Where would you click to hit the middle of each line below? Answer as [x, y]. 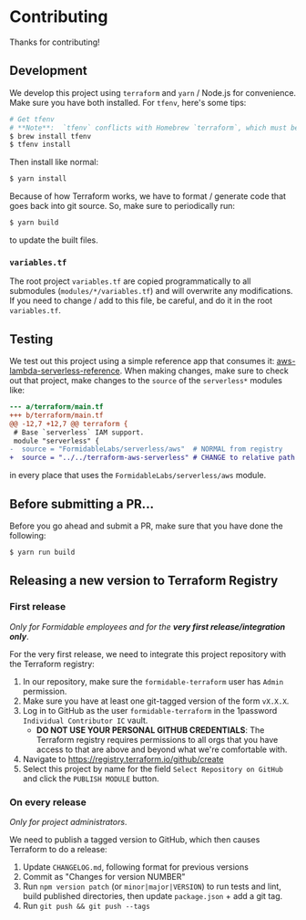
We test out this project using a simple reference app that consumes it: [142, 361]
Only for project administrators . [68, 821]
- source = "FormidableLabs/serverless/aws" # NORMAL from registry [146, 449]
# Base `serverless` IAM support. [79, 432]
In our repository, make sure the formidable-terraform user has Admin [153, 681]
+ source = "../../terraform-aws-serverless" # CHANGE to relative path [153, 458]
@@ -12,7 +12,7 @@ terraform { [69, 423]
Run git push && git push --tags [86, 905]
